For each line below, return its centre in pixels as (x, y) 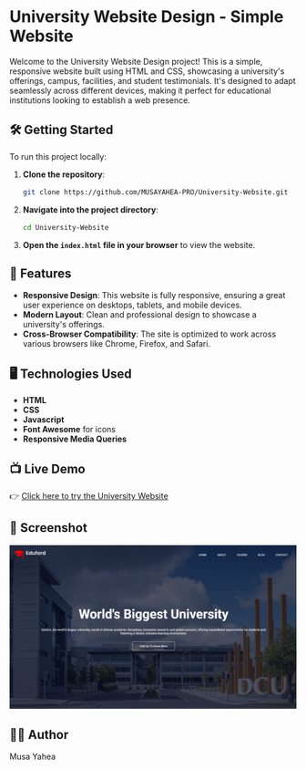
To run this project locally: (58, 156)
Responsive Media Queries (75, 439)
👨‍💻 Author (39, 735)
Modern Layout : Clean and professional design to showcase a (139, 315)
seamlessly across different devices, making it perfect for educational (140, 90)
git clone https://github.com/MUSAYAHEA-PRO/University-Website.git (155, 192)
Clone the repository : (64, 174)
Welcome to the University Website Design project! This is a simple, (136, 61)
